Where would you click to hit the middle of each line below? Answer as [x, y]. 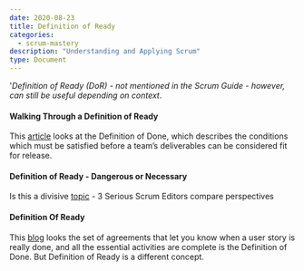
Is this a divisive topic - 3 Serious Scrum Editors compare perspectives [142, 197]
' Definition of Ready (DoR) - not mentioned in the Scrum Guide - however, [147, 86]
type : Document [38, 60]
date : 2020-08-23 [42, 18]
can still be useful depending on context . [86, 95]
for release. [31, 156]
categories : [32, 34]
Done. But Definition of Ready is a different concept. [107, 256]
